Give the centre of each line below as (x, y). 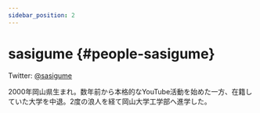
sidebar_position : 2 (42, 15)
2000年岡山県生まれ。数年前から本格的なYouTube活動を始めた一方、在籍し (130, 91)
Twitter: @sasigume (40, 76)
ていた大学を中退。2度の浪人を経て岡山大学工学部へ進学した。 (110, 101)
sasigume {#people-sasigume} (112, 53)
